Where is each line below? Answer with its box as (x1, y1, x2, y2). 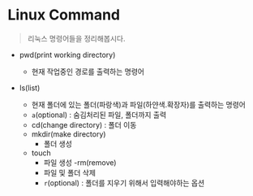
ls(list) (19, 83, 41, 93)
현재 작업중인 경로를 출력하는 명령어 (31, 67, 145, 76)
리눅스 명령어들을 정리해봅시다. (27, 33, 126, 43)
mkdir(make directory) (31, 128, 106, 139)
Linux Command (7, 6, 121, 24)
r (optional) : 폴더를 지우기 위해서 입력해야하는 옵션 (43, 177, 205, 188)
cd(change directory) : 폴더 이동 (31, 120, 137, 129)
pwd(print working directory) (19, 50, 116, 59)
